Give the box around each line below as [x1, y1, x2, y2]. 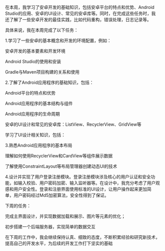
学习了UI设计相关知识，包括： [5, 132, 66, 138]
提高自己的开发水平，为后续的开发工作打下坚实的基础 [5, 241, 113, 246]
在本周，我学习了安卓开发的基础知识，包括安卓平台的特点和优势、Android [5, 4, 155, 10]
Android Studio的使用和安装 [5, 59, 61, 64]
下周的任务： [5, 203, 31, 209]
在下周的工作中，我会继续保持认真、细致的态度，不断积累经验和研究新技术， [5, 234, 160, 240]
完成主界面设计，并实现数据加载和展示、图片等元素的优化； [5, 214, 126, 219]
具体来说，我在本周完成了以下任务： [5, 27, 79, 33]
